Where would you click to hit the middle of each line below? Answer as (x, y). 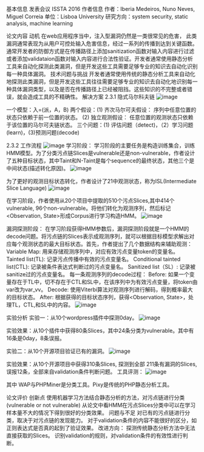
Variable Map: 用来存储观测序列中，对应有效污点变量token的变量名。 (93, 252)
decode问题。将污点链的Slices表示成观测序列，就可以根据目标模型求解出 (98, 236)
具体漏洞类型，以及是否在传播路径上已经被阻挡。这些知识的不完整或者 (99, 89)
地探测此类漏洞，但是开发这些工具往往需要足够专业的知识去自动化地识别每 (99, 82)
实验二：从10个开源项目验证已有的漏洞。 (57, 351)
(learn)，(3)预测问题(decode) (43, 132)
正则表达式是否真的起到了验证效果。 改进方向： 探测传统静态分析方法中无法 (101, 428)
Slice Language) (27, 188)
